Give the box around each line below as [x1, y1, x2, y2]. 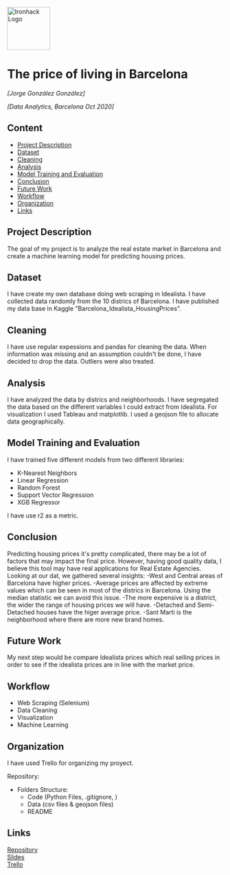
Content [7, 122, 43, 134]
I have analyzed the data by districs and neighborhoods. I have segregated [7, 395, 218, 403]
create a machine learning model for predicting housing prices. [7, 252, 185, 260]
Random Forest [16, 483, 60, 491]
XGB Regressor [16, 498, 60, 506]
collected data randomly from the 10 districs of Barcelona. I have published [7, 297, 220, 305]
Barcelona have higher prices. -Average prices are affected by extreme [7, 579, 208, 587]
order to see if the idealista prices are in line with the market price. [7, 661, 195, 669]
